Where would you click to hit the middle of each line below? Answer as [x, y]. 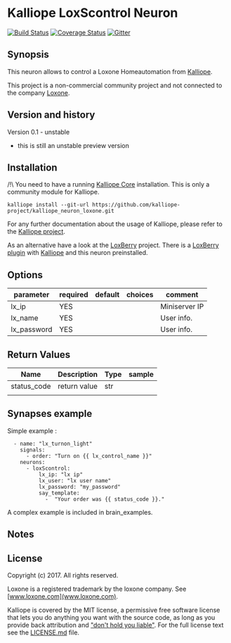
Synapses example [50, 414]
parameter [32, 295]
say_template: [59, 493]
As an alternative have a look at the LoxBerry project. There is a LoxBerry [113, 245]
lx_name [25, 318]
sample [141, 374]
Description [78, 374]
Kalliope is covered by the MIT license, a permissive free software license [114, 610]
